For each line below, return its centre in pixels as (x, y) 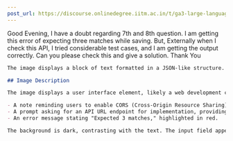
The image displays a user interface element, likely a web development (114, 93)
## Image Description (38, 80)
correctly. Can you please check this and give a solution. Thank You (104, 55)
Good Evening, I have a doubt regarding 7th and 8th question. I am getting (113, 33)
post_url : (21, 13)
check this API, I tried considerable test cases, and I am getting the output (113, 48)
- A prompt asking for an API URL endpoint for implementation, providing (118, 112)
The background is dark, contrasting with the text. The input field (110, 131)
